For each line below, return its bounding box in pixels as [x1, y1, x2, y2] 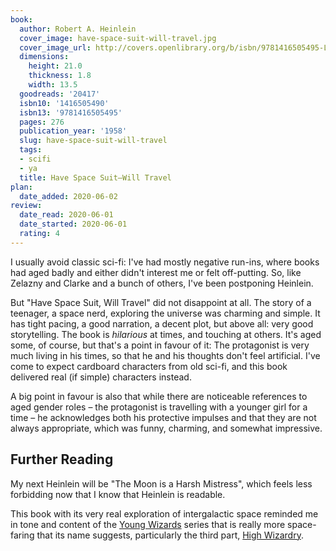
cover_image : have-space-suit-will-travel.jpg [19, 33, 217, 43]
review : [10, 201, 43, 211]
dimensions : [19, 52, 70, 62]
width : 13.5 [28, 80, 78, 90]
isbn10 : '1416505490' [19, 98, 110, 108]
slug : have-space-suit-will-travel [19, 136, 168, 146]
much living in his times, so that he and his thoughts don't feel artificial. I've [10, 349, 321, 361]
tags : [19, 145, 43, 155]
